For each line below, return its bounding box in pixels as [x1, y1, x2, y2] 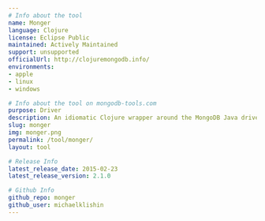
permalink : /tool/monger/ [8, 136, 93, 144]
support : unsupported [8, 48, 80, 56]
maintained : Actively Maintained [8, 41, 118, 49]
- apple [8, 70, 34, 78]
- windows [8, 84, 41, 93]
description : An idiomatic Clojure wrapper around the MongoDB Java [8, 114, 238, 122]
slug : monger [8, 122, 51, 129]
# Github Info [8, 186, 55, 194]
